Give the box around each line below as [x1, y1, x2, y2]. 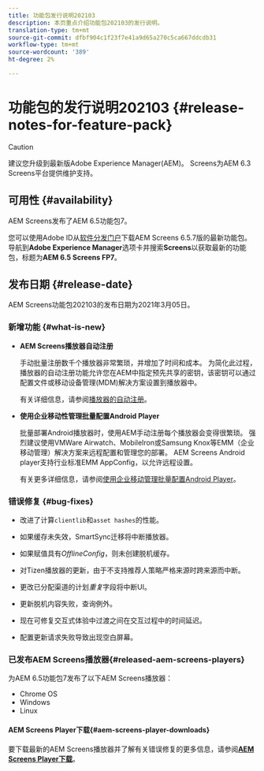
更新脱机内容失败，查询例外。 [19, 599, 117, 609]
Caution [8, 142, 34, 151]
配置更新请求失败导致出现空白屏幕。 [19, 632, 138, 642]
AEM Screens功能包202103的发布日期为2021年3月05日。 [8, 300, 195, 310]
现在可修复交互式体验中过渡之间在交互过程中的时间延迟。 [19, 616, 206, 625]
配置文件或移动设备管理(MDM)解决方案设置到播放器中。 [19, 378, 202, 387]
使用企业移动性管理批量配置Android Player [19, 411, 160, 420]
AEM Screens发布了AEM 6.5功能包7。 [8, 216, 132, 225]
